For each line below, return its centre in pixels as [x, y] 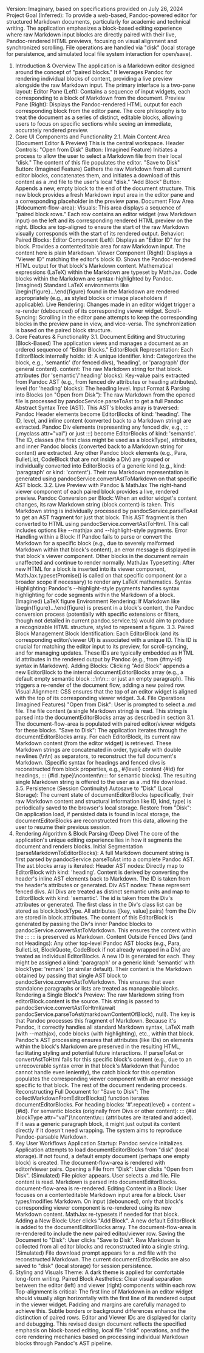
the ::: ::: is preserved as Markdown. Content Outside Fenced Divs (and [104, 937]
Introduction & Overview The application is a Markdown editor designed [105, 66]
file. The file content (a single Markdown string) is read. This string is [101, 711]
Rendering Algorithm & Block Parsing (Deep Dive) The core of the [97, 833]
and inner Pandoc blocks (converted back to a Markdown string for [99, 446]
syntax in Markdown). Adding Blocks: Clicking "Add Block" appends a [102, 666]
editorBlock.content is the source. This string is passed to [87, 1001]
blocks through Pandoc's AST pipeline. [64, 1343]
